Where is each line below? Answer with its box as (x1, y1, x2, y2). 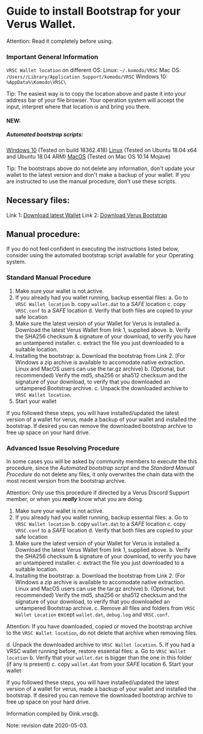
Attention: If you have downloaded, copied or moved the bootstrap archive (6, 623, 193, 630)
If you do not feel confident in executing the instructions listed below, (6, 245, 179, 252)
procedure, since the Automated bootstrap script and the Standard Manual (6, 465, 194, 472)
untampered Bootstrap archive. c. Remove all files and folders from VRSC (15, 605, 196, 612)
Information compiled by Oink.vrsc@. (6, 710, 99, 718)
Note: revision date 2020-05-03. (6, 722, 88, 729)
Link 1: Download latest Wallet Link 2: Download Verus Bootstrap (6, 212, 168, 219)
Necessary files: (6, 195, 70, 205)
